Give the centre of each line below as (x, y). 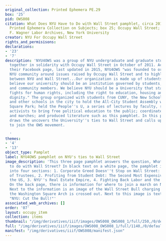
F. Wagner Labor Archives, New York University (60, 33)
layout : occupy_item (26, 212)
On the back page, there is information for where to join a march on (84, 185)
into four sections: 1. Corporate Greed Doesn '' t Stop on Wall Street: (85, 171)
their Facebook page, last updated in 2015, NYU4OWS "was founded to (83, 70)
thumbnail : (16, 222)
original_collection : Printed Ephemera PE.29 (53, 10)
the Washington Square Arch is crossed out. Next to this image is (81, 194)
